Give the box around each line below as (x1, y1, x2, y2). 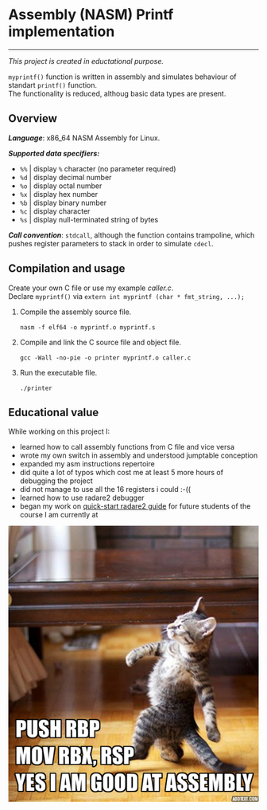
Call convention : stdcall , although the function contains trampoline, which (8, 230, 255, 240)
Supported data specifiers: (8, 148, 100, 158)
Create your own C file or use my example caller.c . (8, 283, 174, 293)
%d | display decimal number (19, 172, 112, 182)
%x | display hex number (19, 189, 98, 199)
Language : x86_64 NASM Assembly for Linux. (8, 133, 161, 143)
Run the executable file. (19, 368, 98, 377)
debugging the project (19, 476, 93, 486)
